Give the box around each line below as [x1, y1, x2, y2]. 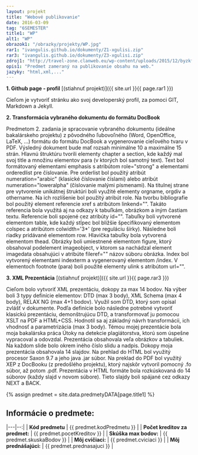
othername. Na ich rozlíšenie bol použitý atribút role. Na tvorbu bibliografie [6, 194, 188, 201]
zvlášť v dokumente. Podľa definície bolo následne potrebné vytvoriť [6, 304, 173, 312]
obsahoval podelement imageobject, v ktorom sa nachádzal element [6, 244, 172, 251]
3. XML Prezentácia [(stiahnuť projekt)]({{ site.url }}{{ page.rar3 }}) [6, 274, 169, 281]
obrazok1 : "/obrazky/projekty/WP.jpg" [6, 42, 101, 48]
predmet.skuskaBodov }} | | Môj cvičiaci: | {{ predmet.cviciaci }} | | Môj [6, 436, 180, 443]
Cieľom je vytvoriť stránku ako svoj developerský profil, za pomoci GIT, [6, 97, 179, 104]
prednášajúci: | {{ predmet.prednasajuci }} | [6, 443, 114, 450]
